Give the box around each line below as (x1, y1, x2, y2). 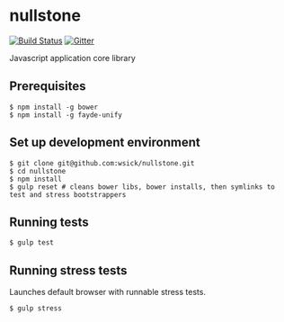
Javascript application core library (9, 52, 137, 63)
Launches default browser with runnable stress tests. (9, 287, 207, 298)
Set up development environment (9, 135, 200, 150)
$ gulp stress (9, 304, 63, 313)
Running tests (9, 214, 90, 229)
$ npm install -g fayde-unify (9, 110, 123, 120)
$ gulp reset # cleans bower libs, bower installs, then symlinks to (9, 182, 276, 192)
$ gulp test (9, 238, 54, 247)
